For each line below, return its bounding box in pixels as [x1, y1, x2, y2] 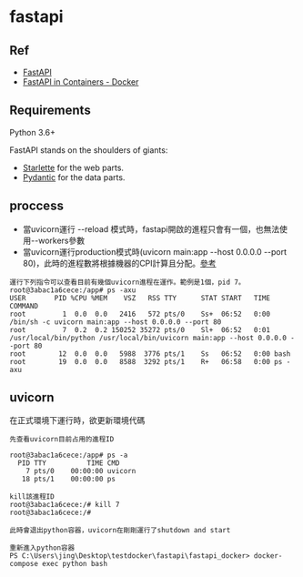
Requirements [9, 103, 91, 118]
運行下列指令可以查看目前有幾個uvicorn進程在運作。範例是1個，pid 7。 [9, 278, 246, 287]
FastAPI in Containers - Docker [22, 76, 139, 87]
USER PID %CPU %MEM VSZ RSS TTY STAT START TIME [9, 293, 271, 302]
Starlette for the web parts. [22, 162, 125, 173]
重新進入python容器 [9, 543, 76, 552]
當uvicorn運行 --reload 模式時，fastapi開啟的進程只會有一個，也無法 [22, 223, 280, 234]
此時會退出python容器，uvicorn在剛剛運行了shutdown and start [9, 526, 231, 535]
